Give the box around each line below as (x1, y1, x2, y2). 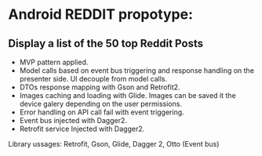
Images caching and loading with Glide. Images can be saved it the (19, 91, 237, 100)
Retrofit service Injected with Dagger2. (19, 124, 145, 133)
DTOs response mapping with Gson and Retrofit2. (19, 82, 180, 92)
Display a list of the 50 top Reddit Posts (8, 37, 204, 50)
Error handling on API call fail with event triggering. (19, 107, 184, 117)
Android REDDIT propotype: (8, 5, 194, 24)
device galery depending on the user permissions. (19, 100, 183, 108)
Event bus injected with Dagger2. (19, 116, 128, 125)
